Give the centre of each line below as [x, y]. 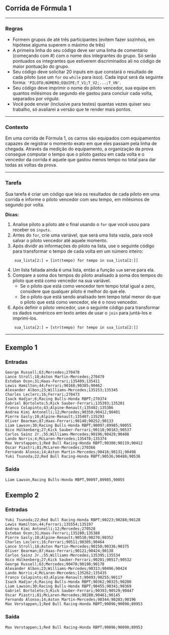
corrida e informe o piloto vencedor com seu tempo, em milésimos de [77, 199]
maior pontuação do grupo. [41, 66]
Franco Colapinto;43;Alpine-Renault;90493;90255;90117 [64, 578]
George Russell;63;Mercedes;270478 [43, 373]
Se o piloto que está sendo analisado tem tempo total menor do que [90, 297]
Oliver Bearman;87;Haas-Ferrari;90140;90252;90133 [59, 421]
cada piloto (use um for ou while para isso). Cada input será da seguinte [88, 77]
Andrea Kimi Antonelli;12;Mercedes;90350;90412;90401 [63, 412]
